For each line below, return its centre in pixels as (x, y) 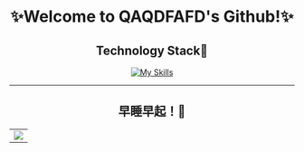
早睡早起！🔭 (152, 112)
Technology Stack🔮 (152, 50)
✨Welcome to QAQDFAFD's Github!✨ (152, 17)
